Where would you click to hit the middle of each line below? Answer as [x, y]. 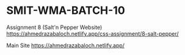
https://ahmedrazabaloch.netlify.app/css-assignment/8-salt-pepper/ [92, 33]
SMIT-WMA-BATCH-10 [66, 11]
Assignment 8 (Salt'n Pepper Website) [54, 27]
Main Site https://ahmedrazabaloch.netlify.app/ [66, 45]
